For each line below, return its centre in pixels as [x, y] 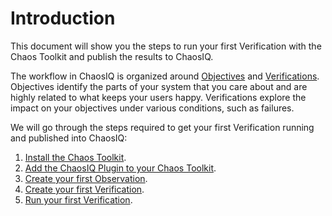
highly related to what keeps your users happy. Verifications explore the [158, 97]
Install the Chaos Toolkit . [75, 157]
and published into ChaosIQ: [69, 138]
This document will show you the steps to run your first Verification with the [166, 46]
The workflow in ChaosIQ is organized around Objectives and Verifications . [165, 76]
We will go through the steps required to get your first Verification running [162, 127]
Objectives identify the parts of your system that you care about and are [159, 86]
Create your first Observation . [86, 178]
